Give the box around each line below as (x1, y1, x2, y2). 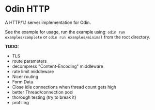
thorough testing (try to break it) (12, 94, 77, 100)
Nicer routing (12, 73, 39, 79)
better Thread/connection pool (12, 89, 74, 95)
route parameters (12, 58, 47, 64)
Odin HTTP (5, 3, 50, 15)
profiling (12, 99, 29, 105)
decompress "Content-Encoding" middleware (12, 63, 103, 69)
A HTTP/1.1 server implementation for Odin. (5, 19, 91, 25)
